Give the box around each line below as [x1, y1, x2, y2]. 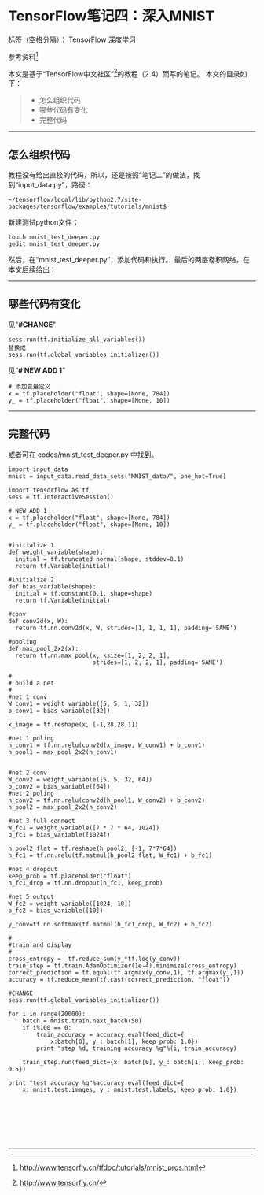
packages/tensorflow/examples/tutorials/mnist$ [8, 202, 167, 211]
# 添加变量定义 [8, 383, 51, 391]
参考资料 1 [8, 50, 38, 61]
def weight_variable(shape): [8, 548, 104, 556]
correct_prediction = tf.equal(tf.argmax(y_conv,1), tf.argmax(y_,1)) [8, 968, 244, 977]
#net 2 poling [8, 789, 55, 797]
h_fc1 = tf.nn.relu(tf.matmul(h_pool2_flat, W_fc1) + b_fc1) [8, 852, 213, 859]
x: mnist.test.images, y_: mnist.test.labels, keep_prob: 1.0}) [22, 1086, 237, 1093]
